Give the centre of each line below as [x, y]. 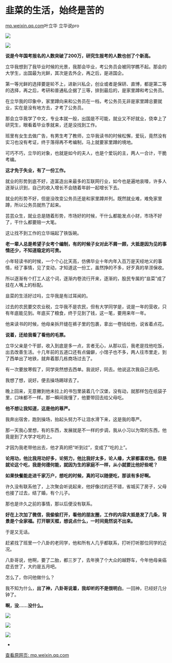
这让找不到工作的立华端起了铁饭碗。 [44, 233]
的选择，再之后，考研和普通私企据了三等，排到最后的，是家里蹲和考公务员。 [86, 90]
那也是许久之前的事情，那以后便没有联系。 [50, 504]
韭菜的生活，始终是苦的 [55, 10]
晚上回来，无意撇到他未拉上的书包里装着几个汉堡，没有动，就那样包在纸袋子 [86, 391]
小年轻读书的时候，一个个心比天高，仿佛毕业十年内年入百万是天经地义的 [81, 261]
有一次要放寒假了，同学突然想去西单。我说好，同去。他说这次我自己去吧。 [84, 369]
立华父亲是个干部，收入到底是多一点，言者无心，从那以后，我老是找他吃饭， [86, 346]
